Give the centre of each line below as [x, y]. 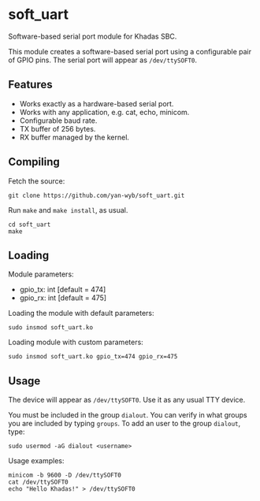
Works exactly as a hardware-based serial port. [97, 103]
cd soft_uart [30, 225]
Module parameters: [41, 274]
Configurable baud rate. [58, 121]
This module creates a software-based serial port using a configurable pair [130, 51]
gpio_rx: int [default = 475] [63, 298]
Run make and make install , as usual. [68, 210]
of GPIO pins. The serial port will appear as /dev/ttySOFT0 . [103, 60]
